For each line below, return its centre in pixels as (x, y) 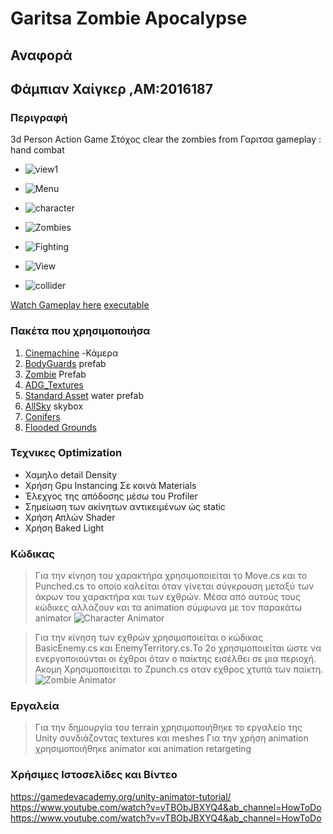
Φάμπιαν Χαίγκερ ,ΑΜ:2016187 (111, 88)
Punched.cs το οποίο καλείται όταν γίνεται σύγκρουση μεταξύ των (174, 586)
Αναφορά (41, 55)
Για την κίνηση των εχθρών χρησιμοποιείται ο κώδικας (149, 638)
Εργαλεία (35, 706)
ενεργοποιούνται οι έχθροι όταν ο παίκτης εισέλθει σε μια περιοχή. (175, 659)
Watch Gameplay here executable (80, 305)
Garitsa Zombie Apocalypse (129, 18)
